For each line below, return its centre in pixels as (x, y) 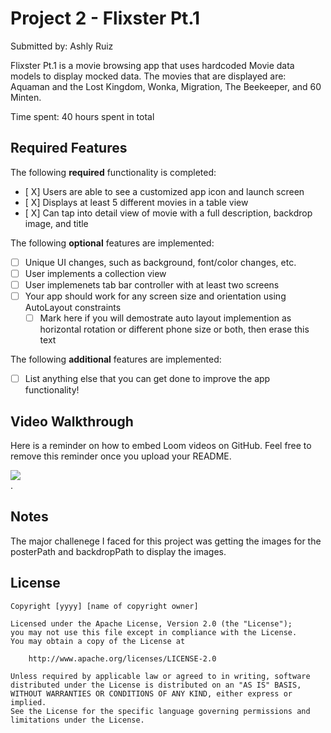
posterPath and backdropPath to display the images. (118, 551)
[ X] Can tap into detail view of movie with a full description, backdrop (168, 213)
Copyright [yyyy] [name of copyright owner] (104, 606)
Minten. (26, 97)
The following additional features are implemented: (116, 359)
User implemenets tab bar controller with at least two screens (152, 284)
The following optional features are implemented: (112, 243)
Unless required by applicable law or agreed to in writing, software (160, 676)
